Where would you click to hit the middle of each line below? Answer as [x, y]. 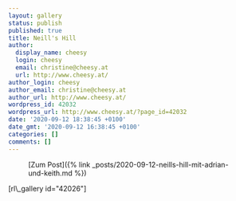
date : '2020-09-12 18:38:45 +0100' [67, 120]
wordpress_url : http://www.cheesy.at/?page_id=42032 [98, 112]
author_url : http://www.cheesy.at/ [67, 97]
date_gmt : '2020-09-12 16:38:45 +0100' [75, 127]
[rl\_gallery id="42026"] [47, 188]
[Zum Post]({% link [59, 164]
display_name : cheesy [51, 53]
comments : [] [30, 142]
